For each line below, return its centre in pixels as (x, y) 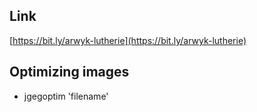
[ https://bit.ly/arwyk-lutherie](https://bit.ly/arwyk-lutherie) (128, 40)
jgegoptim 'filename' (66, 96)
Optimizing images (69, 72)
